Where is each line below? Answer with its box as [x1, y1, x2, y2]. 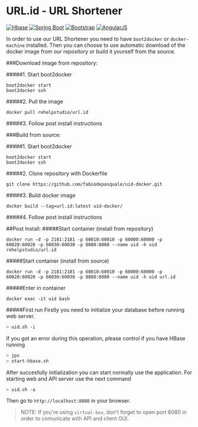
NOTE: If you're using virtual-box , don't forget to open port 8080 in [20, 409, 187, 416]
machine [6, 43, 25, 49]
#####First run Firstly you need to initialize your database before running [6, 306, 185, 313]
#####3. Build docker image [6, 192, 76, 199]
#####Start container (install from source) [6, 257, 109, 265]
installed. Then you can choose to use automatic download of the [26, 42, 186, 49]
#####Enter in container [6, 284, 66, 291]
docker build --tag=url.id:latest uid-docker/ [6, 203, 123, 209]
